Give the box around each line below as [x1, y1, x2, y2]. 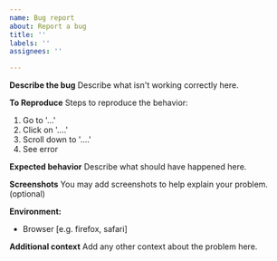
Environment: [9, 206, 62, 217]
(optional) [9, 188, 45, 199]
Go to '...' [22, 115, 56, 126]
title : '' [9, 30, 47, 39]
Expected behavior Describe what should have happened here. [9, 161, 247, 172]
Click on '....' [22, 124, 69, 136]
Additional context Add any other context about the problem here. [9, 241, 258, 252]
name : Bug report [9, 13, 75, 23]
